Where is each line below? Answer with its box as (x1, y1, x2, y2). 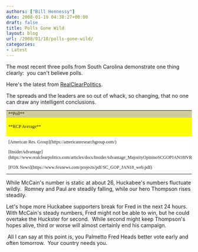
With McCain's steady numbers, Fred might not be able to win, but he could (6, 210, 190, 217)
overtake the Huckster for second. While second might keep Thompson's (6, 215, 186, 223)
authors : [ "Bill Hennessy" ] (6, 8, 75, 15)
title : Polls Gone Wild (6, 25, 65, 31)
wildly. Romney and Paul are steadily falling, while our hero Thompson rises (6, 185, 191, 193)
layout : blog (6, 31, 38, 37)
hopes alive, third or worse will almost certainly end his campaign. (6, 222, 167, 229)
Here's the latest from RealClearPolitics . (6, 81, 103, 88)
